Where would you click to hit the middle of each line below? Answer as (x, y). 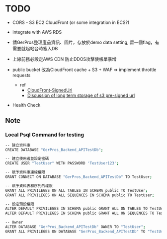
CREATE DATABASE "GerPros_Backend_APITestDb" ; (54, 150)
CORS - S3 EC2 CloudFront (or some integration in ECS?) (71, 22)
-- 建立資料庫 (18, 145)
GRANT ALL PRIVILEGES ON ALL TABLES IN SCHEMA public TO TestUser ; (77, 190)
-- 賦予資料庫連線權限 (25, 172)
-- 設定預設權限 (20, 204)
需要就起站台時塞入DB (35, 48)
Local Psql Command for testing (45, 135)
